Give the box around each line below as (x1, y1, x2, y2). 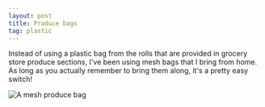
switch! (8, 74, 32, 84)
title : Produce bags (8, 19, 78, 27)
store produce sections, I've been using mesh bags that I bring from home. (8, 57, 258, 67)
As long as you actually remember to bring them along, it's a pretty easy (8, 66, 249, 76)
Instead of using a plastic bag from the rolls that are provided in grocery (8, 49, 248, 59)
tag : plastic (8, 27, 53, 35)
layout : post (8, 11, 53, 20)
